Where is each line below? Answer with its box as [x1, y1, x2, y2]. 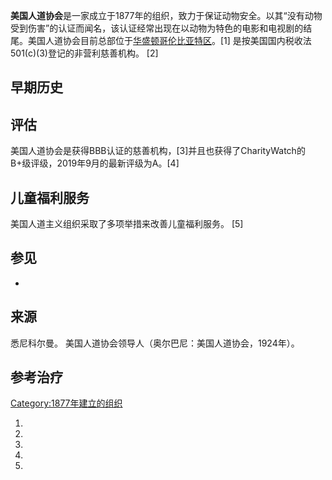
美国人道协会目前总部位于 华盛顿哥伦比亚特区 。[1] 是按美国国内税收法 [27, 35, 312, 46]
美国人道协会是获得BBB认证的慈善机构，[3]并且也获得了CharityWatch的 [10, 145, 306, 157]
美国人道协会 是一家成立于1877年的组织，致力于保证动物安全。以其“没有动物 [10, 10, 323, 21]
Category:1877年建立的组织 [10, 397, 123, 409]
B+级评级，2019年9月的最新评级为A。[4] [10, 157, 180, 169]
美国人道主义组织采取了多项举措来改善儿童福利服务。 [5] [10, 218, 244, 230]
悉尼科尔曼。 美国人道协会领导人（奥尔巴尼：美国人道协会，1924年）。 [10, 337, 300, 349]
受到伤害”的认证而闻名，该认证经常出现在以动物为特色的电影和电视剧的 [10, 22, 304, 34]
